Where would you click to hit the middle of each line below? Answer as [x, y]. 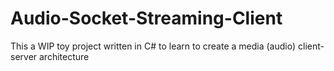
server [24, 56]
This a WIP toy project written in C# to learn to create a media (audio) [153, 46]
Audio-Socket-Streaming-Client [146, 18]
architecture [64, 56]
